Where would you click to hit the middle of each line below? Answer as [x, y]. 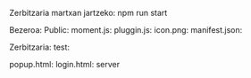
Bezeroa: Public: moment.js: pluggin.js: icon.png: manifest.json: [126, 30]
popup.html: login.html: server [65, 64]
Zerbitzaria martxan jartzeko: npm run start [88, 13]
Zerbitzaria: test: [39, 47]
